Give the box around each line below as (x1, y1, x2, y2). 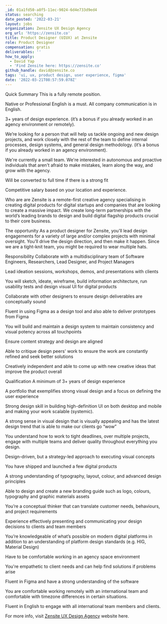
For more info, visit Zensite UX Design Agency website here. (5, 613, 129, 619)
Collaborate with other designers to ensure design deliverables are (5, 293, 142, 299)
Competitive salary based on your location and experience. (5, 187, 127, 193)
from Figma (5, 313, 29, 319)
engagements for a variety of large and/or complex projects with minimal (5, 233, 155, 239)
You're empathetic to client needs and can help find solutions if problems (5, 563, 156, 569)
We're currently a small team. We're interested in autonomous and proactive (5, 157, 162, 163)
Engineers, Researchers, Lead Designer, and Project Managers (5, 259, 134, 265)
